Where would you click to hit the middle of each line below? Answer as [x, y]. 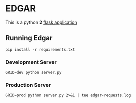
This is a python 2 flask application [41, 22]
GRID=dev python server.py [33, 73]
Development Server [31, 62]
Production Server [28, 85]
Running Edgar [29, 38]
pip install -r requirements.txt [40, 50]
